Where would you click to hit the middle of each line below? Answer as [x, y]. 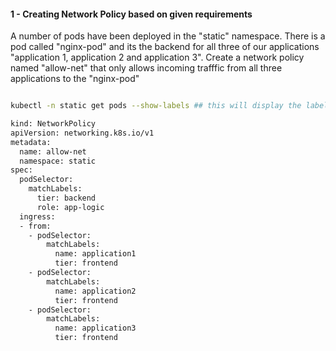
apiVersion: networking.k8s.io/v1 [82, 133]
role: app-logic [70, 207]
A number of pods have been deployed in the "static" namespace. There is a [168, 36]
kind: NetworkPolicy [53, 124]
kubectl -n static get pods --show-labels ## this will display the [156, 106]
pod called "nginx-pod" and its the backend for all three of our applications [165, 47]
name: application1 [95, 254]
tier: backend [66, 198]
